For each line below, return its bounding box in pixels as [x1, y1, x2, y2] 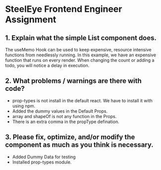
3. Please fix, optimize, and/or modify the [5, 133, 135, 141]
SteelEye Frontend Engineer [5, 3, 122, 15]
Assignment [5, 14, 56, 25]
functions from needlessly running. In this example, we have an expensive [5, 52, 156, 58]
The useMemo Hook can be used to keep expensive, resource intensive [5, 47, 152, 52]
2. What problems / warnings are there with [5, 77, 142, 85]
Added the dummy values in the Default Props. [12, 108, 108, 114]
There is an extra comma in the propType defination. [12, 119, 120, 125]
